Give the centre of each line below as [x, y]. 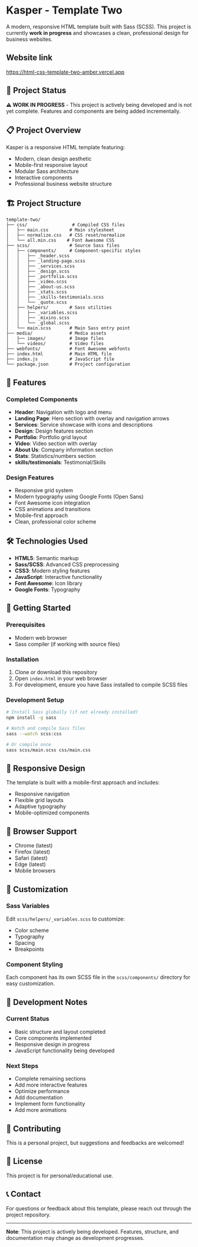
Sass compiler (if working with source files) [67, 644]
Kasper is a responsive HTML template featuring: [66, 148]
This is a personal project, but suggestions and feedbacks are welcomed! [95, 1143]
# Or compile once [29, 744]
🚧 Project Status [36, 91]
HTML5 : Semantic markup [47, 558]
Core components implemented [53, 1038]
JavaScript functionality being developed [65, 1050]
